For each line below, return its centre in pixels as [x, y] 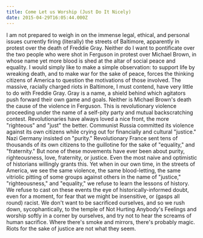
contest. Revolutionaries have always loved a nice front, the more [88, 118]
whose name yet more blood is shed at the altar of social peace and [91, 61]
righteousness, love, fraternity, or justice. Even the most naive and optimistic [102, 157]
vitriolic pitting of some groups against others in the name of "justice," [94, 177]
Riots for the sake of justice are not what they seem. [71, 228]
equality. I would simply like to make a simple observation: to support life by [101, 67]
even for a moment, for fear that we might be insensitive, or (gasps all [93, 196]
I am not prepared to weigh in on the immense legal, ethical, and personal [98, 35]
